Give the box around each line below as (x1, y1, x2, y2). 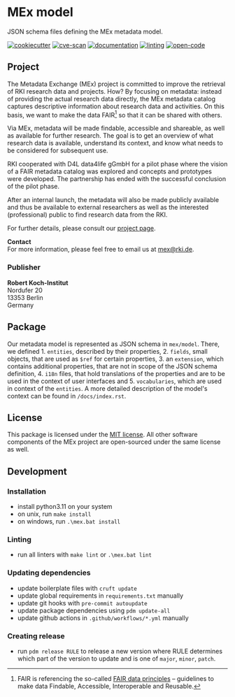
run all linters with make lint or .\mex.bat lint (17, 550, 152, 559)
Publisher (7, 263, 41, 273)
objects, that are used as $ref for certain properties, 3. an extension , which (7, 354, 224, 363)
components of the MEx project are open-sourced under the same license (7, 438, 221, 446)
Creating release (7, 631, 65, 640)
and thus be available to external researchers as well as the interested (7, 203, 209, 212)
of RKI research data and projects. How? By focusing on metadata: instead (7, 87, 222, 95)
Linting (7, 534, 31, 544)
